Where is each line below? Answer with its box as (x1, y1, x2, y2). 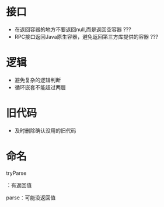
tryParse (6, 169, 27, 177)
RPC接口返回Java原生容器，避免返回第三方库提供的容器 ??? (14, 33, 159, 40)
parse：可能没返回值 (6, 194, 56, 201)
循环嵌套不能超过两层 (14, 83, 66, 91)
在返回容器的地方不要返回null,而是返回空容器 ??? (14, 26, 131, 33)
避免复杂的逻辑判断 (14, 76, 61, 83)
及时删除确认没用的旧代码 (14, 127, 76, 134)
